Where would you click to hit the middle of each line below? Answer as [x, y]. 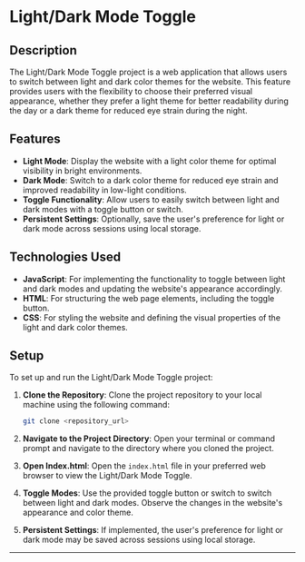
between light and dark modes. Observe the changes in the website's [152, 503]
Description [43, 50]
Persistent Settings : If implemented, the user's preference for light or [153, 530]
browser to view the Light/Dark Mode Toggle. [107, 476]
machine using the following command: [96, 405]
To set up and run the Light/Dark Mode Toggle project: [111, 378]
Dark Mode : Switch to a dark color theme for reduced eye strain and [150, 180]
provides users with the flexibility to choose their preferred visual [131, 91]
